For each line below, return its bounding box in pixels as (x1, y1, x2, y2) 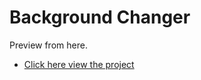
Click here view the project (23, 58, 135, 70)
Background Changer (9, 6, 191, 29)
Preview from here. (9, 39, 88, 51)
